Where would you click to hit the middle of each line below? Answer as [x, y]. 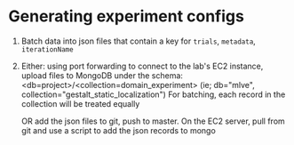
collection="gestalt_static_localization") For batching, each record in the [153, 94]
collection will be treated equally [80, 103]
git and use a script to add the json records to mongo [119, 130]
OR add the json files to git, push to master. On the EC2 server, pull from [153, 121]
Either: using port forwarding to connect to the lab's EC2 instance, [142, 66]
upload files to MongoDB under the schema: [102, 75]
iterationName [47, 49]
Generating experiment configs [127, 16]
